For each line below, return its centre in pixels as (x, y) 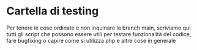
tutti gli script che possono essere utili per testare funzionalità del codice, (99, 34)
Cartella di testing (53, 11)
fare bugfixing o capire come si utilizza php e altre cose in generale (91, 40)
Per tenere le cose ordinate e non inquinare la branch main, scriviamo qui (98, 28)
